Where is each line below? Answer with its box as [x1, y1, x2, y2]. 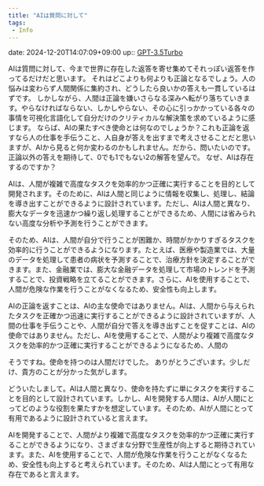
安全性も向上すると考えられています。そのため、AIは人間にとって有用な [21, 460, 255, 469]
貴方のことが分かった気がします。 [21, 367, 131, 377]
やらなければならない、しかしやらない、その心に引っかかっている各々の [20, 103, 255, 113]
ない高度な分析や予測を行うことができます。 [8, 218, 152, 228]
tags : [8, 19, 26, 27]
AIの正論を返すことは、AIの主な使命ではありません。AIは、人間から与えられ [8, 301, 255, 311]
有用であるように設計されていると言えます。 [8, 414, 152, 423]
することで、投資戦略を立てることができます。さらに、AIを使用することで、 [8, 275, 254, 284]
